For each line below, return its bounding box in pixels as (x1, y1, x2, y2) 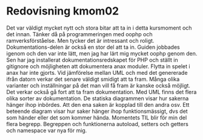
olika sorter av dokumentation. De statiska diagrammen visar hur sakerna (6, 95, 189, 102)
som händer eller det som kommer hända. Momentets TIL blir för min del (6, 113, 187, 121)
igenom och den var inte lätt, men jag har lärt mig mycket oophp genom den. (6, 49, 198, 57)
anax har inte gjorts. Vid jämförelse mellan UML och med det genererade (6, 69, 188, 76)
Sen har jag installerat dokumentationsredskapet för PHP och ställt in (6, 56, 179, 63)
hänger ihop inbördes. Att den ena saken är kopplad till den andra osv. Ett (6, 101, 190, 108)
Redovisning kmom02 (6, 4, 119, 18)
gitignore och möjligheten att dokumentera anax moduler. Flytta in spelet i (6, 62, 190, 70)
